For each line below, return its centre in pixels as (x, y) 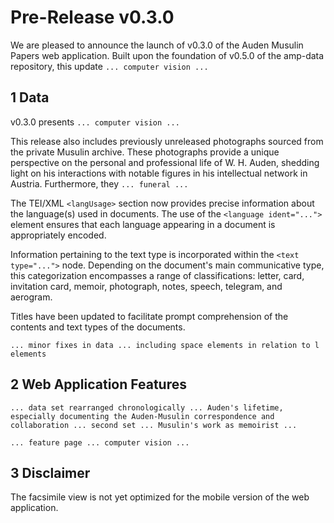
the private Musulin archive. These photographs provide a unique (145, 152)
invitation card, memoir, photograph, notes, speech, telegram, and (146, 286)
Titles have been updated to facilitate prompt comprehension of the (149, 316)
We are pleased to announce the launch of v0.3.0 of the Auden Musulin (157, 45)
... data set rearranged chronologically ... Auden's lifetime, (147, 407)
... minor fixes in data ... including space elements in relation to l (165, 345)
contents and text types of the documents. (98, 327)
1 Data (30, 97)
